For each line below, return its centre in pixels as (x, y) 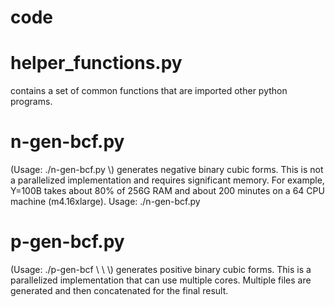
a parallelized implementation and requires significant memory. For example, (167, 180)
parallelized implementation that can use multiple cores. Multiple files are (161, 280)
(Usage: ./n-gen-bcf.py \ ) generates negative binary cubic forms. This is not (167, 170)
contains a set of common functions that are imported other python (149, 91)
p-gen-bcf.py (67, 242)
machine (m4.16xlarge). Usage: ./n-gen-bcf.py (105, 202)
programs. (31, 102)
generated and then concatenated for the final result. (119, 290)
